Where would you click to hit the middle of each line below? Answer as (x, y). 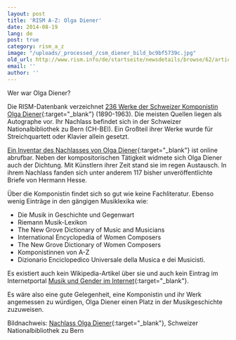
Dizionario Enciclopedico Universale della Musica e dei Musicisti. (111, 259)
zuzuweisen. (26, 309)
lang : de (20, 33)
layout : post (26, 14)
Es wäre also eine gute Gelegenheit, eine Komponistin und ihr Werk (105, 294)
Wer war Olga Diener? (39, 93)
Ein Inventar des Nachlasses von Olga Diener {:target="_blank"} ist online (112, 150)
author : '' (23, 73)
